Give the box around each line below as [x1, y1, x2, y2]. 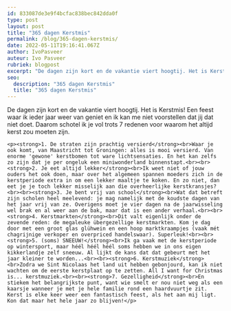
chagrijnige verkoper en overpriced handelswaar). [7, 231, 155, 238]
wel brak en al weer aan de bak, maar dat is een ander [7, 207, 170, 214]
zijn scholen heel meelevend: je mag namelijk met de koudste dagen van [7, 195, 220, 202]
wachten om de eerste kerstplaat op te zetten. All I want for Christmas [7, 268, 223, 275]
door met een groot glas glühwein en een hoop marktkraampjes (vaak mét [7, 225, 220, 233]
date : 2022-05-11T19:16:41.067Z [7, 42, 100, 49]
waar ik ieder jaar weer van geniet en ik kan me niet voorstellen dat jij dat [7, 113, 214, 121]
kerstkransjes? [173, 183, 217, 190]
